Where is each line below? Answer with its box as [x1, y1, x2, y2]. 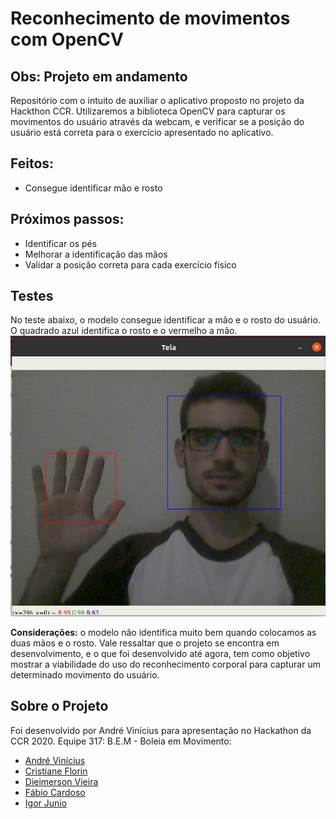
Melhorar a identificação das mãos [24, 248, 168, 260]
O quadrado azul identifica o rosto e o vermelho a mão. [10, 325, 238, 337]
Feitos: [10, 155, 55, 172]
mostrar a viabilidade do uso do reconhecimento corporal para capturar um [10, 658, 321, 670]
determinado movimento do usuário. [10, 668, 160, 681]
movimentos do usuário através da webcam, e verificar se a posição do [10, 116, 305, 127]
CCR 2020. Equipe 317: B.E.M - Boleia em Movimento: [10, 735, 232, 747]
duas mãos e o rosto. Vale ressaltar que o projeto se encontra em [10, 637, 280, 649]
